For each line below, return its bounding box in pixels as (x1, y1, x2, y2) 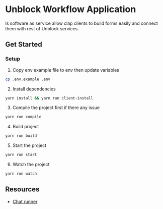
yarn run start (5, 152, 37, 158)
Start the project (12, 142, 47, 148)
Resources (5, 185, 40, 194)
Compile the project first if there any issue (12, 104, 100, 111)
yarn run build (5, 133, 37, 138)
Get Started (5, 40, 42, 49)
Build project (12, 124, 39, 130)
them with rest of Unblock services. (5, 25, 79, 31)
